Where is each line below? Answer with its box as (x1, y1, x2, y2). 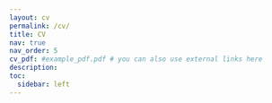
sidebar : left (17, 80, 70, 89)
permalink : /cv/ (9, 21, 70, 30)
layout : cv (9, 13, 50, 22)
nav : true (9, 38, 47, 47)
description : (9, 64, 58, 73)
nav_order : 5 (9, 47, 58, 56)
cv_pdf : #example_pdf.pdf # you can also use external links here (9, 55, 263, 64)
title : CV (9, 30, 47, 39)
